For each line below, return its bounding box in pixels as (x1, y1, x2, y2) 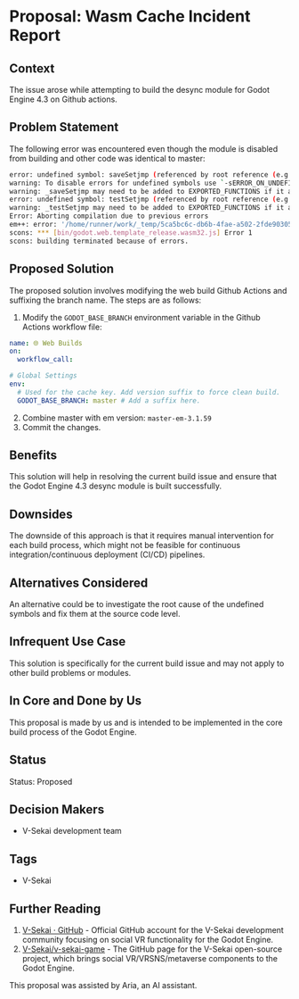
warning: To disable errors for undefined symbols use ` (9, 179, 225, 187)
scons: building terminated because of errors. (9, 237, 190, 246)
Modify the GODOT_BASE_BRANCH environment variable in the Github (21, 312, 261, 322)
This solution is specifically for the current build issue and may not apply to (9, 658, 285, 669)
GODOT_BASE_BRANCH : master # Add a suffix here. (17, 395, 201, 405)
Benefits (9, 448, 58, 463)
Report (9, 25, 61, 46)
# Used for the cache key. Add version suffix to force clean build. (17, 387, 280, 396)
